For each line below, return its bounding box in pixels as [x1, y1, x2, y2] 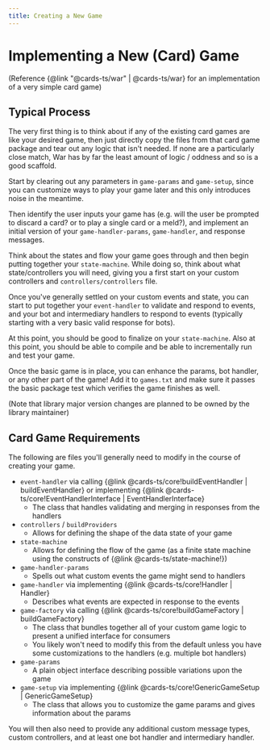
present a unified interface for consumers [31, 631, 171, 641]
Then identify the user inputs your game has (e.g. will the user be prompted [8, 209, 260, 219]
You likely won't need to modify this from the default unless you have [31, 639, 262, 650]
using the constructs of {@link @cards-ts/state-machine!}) [31, 554, 228, 564]
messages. [8, 235, 45, 245]
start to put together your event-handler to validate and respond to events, [8, 300, 256, 311]
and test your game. [8, 350, 75, 360]
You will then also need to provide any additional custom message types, [8, 724, 251, 734]
